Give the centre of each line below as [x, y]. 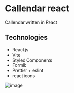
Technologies [26, 38]
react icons [24, 76]
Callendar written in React [31, 22]
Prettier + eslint [28, 70]
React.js [20, 49]
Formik [19, 65]
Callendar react [37, 9]
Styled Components [32, 60]
